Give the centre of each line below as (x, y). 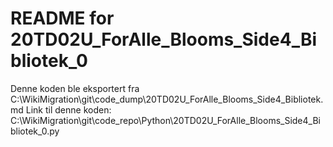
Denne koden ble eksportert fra (75, 88)
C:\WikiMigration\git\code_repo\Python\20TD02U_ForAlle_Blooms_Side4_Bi (165, 120)
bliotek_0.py (35, 131)
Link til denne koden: (68, 109)
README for (62, 18)
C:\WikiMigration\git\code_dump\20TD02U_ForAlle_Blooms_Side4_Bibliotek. (167, 99)
